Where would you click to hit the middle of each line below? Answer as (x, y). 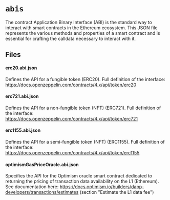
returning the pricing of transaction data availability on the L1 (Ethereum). (82, 182)
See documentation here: (32, 187)
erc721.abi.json (22, 96)
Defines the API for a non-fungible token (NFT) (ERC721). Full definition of (83, 108)
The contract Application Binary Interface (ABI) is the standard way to (79, 22)
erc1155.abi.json (23, 130)
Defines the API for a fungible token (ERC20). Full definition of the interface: (85, 79)
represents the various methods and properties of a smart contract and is (83, 33)
